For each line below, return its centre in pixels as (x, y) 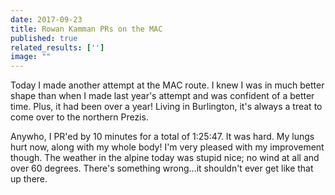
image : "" (31, 57)
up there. (29, 179)
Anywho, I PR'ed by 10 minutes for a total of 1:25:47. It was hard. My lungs (162, 137)
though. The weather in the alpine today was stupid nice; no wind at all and (165, 158)
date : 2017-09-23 (46, 19)
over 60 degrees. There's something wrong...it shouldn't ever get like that (162, 168)
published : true (44, 38)
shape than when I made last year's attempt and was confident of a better (162, 96)
